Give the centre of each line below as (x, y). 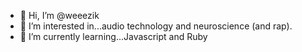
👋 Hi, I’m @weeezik (59, 15)
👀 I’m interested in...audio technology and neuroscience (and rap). (156, 26)
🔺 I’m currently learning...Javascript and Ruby (113, 36)
